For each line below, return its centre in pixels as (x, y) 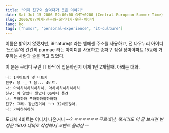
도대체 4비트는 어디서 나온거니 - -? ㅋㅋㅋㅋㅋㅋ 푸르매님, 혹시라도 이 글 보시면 (82, 119)
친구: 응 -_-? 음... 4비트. (32, 83)
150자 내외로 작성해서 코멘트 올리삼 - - (52, 126)
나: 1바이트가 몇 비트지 (26, 78)
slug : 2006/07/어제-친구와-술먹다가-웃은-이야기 (50, 19)
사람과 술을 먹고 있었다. (41, 56)
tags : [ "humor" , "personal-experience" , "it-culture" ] (64, 29)
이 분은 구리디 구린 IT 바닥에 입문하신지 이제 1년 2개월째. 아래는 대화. (73, 67)
